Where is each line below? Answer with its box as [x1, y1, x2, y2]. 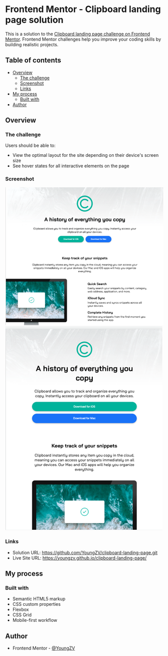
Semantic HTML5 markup [12, 596, 66, 602]
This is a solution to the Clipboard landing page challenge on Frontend [5, 31, 150, 37]
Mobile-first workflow [12, 617, 58, 623]
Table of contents [5, 56, 61, 65]
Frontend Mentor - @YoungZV [12, 645, 75, 651]
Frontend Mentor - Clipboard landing [5, 4, 161, 15]
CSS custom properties [12, 601, 61, 607]
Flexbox [12, 607, 29, 613]
